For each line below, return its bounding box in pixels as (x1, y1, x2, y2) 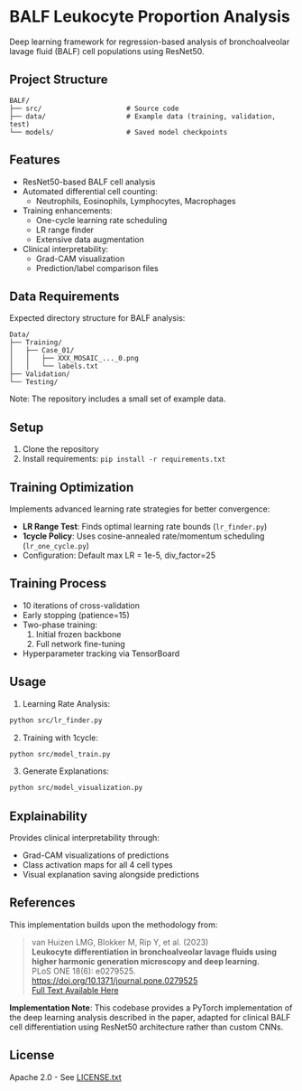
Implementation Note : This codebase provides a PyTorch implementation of (9, 1002, 293, 1013)
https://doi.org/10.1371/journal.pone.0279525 (31, 974, 198, 986)
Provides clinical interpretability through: (9, 832, 160, 843)
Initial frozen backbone (35, 628, 122, 639)
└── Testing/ (9, 378, 59, 387)
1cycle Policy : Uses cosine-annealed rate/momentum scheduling (22, 531, 265, 541)
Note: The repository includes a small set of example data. (9, 393, 226, 404)
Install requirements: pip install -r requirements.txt (22, 454, 226, 465)
